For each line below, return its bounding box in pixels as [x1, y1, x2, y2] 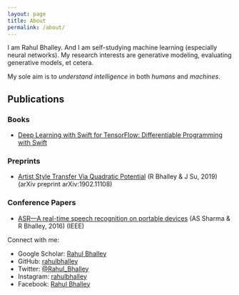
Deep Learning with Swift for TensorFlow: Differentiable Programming [17, 131, 223, 139]
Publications [7, 93, 65, 105]
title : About [7, 17, 46, 24]
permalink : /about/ [7, 24, 66, 31]
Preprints [7, 156, 41, 166]
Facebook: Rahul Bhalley [17, 279, 91, 288]
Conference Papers [7, 198, 76, 208]
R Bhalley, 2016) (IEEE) [17, 221, 84, 230]
